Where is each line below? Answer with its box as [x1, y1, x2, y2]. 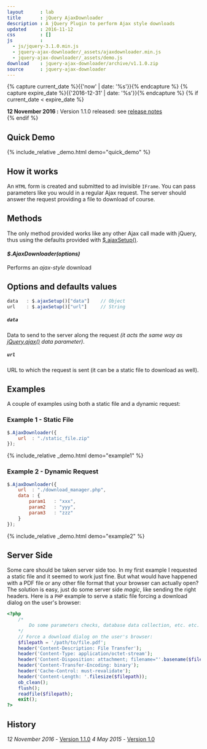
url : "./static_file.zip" [18, 435, 90, 441]
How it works [7, 166, 58, 177]
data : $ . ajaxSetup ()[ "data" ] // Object [7, 298, 125, 304]
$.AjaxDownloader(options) [7, 250, 80, 258]
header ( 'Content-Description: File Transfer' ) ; [18, 645, 142, 651]
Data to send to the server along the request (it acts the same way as [7, 331, 183, 338]
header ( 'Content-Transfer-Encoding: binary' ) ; [18, 662, 139, 669]
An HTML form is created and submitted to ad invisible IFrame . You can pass [7, 182, 196, 190]
